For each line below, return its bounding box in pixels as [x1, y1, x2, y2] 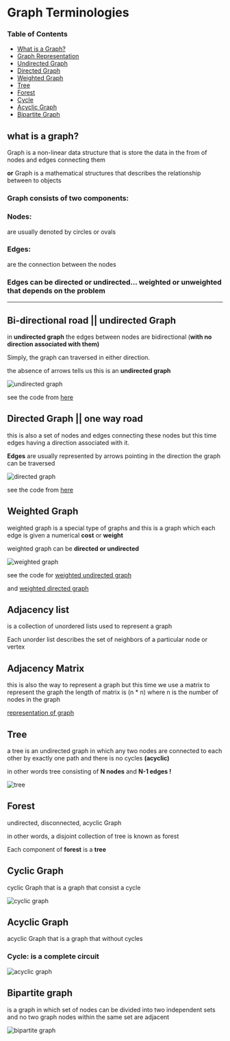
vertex [7, 643, 25, 651]
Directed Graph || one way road [7, 413, 144, 424]
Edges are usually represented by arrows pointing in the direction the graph [7, 451, 221, 460]
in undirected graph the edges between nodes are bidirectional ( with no [7, 333, 212, 341]
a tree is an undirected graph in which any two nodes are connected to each [7, 746, 222, 755]
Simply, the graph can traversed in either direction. [7, 353, 151, 361]
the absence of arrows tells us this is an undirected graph [7, 366, 171, 374]
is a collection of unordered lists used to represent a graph [7, 622, 172, 630]
